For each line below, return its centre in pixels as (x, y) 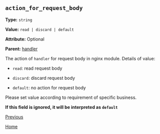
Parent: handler (21, 49)
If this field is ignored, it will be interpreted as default (61, 107)
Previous (14, 117)
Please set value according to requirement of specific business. (71, 97)
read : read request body (37, 68)
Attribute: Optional (25, 39)
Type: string (19, 20)
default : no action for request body (49, 87)
